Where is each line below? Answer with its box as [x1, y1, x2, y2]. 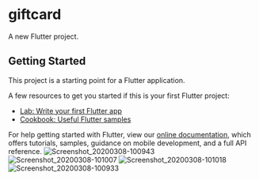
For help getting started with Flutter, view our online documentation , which [8, 129, 252, 139]
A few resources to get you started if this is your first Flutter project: [8, 91, 230, 100]
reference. [8, 146, 42, 156]
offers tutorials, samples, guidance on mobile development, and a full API [8, 138, 247, 148]
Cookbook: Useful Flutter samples [19, 114, 131, 124]
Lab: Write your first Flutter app [19, 106, 123, 115]
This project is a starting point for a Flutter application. [8, 75, 185, 84]
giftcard [8, 6, 62, 24]
